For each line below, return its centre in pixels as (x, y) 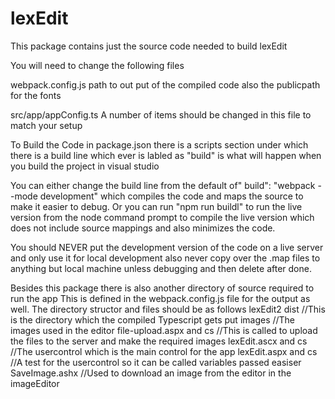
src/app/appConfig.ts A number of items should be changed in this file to (161, 114)
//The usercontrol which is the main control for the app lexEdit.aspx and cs (164, 351)
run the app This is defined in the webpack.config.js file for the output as (160, 298)
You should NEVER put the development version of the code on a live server (167, 247)
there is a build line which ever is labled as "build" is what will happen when (166, 155)
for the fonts (36, 95)
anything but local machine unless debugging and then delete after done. (161, 268)
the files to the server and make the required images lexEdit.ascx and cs (159, 341)
